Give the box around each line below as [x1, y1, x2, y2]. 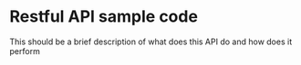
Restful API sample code [9, 6, 199, 27]
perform [9, 45, 41, 56]
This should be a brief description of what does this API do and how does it [9, 36, 293, 47]
